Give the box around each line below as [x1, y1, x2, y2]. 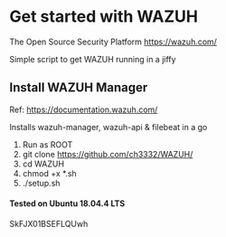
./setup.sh [22, 177, 61, 188]
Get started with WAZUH [9, 6, 199, 27]
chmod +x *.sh [22, 167, 77, 178]
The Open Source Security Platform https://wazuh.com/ [9, 36, 217, 47]
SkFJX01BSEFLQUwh [9, 218, 89, 229]
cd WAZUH [22, 158, 65, 169]
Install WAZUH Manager [9, 80, 148, 96]
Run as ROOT [22, 138, 73, 150]
